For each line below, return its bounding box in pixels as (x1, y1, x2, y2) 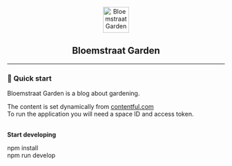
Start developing (7, 131, 57, 139)
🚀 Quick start (7, 73, 52, 83)
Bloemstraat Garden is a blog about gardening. (7, 90, 140, 98)
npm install (7, 144, 39, 152)
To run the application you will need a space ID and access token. (7, 110, 194, 118)
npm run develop (7, 152, 56, 160)
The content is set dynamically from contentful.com (7, 103, 154, 111)
